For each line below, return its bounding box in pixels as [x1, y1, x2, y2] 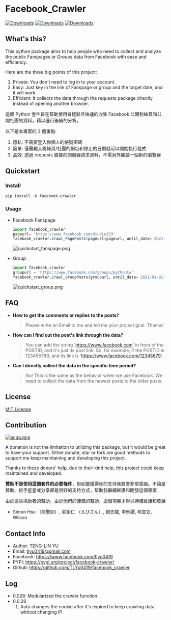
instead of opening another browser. [12, 100, 90, 106]
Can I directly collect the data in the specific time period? [12, 362, 136, 368]
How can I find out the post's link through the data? [12, 332, 124, 338]
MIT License [5, 406, 32, 412]
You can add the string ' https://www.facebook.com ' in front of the [25, 342, 164, 348]
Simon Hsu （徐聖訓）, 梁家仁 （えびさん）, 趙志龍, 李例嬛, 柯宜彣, [12, 509, 152, 515]
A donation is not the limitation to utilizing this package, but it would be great [5, 444, 166, 450]
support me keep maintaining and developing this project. [5, 455, 126, 461]
